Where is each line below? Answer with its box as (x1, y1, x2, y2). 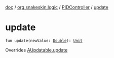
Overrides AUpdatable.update (5, 47, 68, 53)
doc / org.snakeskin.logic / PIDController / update (5, 4, 109, 10)
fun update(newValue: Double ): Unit (5, 38, 83, 43)
